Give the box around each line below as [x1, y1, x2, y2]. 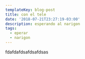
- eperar [10, 30, 28, 35]
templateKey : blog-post [5, 7, 56, 12]
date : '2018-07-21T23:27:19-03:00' [5, 16, 80, 21]
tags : [5, 26, 17, 31]
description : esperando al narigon [5, 21, 80, 26]
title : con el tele [5, 12, 47, 17]
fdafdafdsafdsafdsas [5, 48, 49, 55]
